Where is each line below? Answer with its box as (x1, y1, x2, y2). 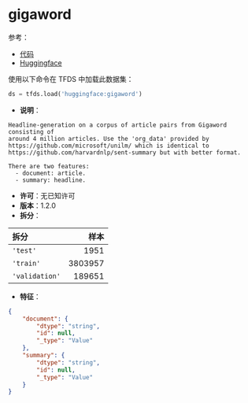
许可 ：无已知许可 (19, 190, 76, 200)
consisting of (8, 128, 55, 135)
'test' (12, 246, 37, 255)
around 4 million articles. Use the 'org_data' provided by (8, 135, 210, 142)
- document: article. (15, 169, 87, 177)
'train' (12, 258, 41, 268)
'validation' (12, 272, 61, 280)
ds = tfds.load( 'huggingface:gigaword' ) (8, 90, 143, 98)
